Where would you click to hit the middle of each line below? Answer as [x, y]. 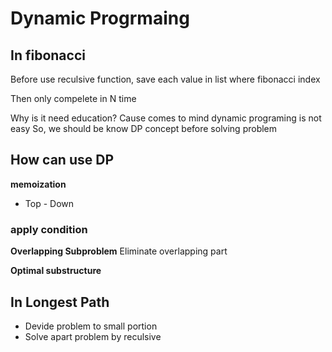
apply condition [49, 229]
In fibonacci [48, 55]
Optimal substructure [56, 271]
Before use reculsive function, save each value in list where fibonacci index [165, 79]
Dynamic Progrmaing [100, 18]
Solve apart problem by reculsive [93, 336]
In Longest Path [60, 302]
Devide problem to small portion [91, 326]
